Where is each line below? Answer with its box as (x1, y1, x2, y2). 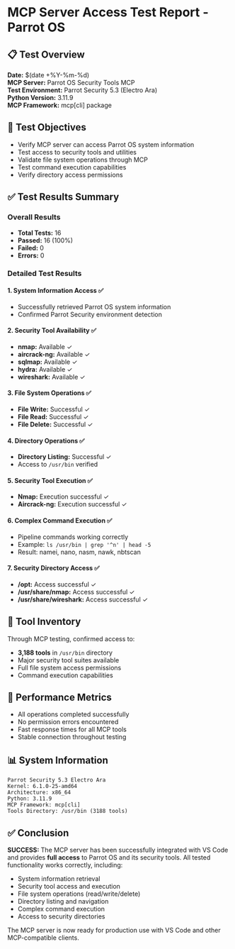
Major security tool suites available (17, 655, 120, 664)
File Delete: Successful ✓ (17, 420, 93, 429)
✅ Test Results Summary (7, 191, 120, 203)
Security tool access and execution (17, 882, 120, 891)
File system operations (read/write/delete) (17, 889, 141, 898)
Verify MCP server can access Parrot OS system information (17, 140, 195, 149)
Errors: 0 (17, 251, 45, 260)
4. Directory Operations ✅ (7, 436, 85, 445)
